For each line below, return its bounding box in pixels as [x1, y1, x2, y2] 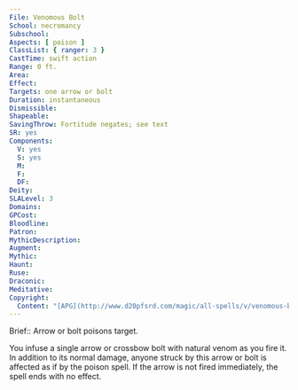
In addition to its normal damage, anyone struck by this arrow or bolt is [9, 352, 268, 363]
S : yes [17, 152, 42, 162]
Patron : [9, 227, 38, 236]
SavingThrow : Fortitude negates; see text [9, 121, 169, 129]
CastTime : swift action [9, 54, 98, 63]
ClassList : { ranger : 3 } [9, 46, 105, 55]
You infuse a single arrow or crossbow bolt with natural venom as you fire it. [9, 343, 287, 354]
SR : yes [9, 129, 38, 137]
